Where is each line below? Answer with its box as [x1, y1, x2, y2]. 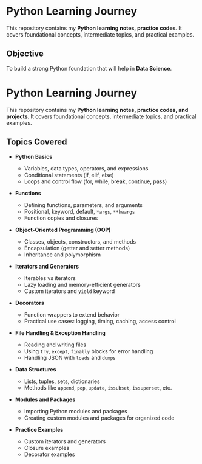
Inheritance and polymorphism [24, 251, 101, 258]
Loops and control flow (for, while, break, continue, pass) [24, 178, 167, 185]
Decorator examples [24, 451, 75, 458]
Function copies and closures [24, 214, 98, 222]
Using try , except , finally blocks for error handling [24, 347, 153, 354]
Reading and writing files [24, 341, 87, 348]
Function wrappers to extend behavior [24, 311, 120, 318]
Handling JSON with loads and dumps [24, 354, 116, 361]
